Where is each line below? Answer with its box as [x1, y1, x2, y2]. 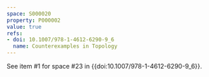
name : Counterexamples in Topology [13, 43, 118, 50]
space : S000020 [6, 10, 52, 17]
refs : [6, 29, 23, 37]
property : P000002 [6, 17, 61, 24]
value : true [6, 23, 42, 30]
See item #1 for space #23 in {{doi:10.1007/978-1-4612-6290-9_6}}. [6, 62, 203, 70]
